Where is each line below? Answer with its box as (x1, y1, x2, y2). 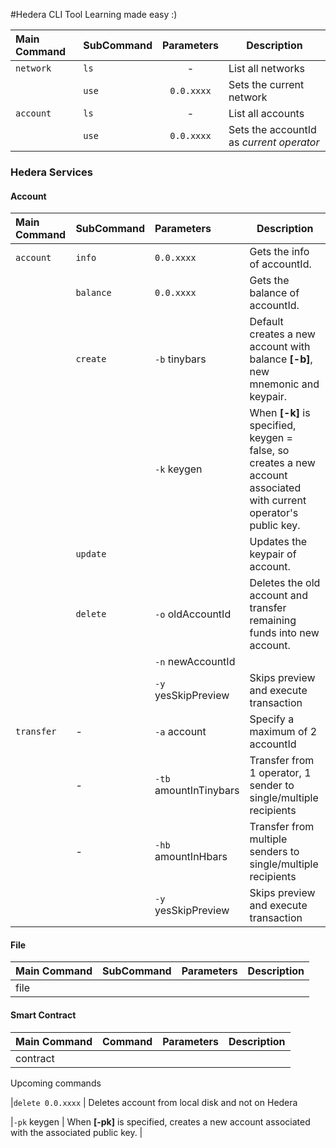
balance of (249, 286, 300, 300)
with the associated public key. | (10, 1126, 143, 1138)
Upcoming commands (10, 1077, 102, 1089)
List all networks (228, 62, 305, 75)
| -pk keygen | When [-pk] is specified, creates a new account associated (10, 1115, 311, 1128)
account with (249, 340, 311, 354)
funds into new (249, 626, 320, 640)
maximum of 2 (249, 725, 318, 739)
